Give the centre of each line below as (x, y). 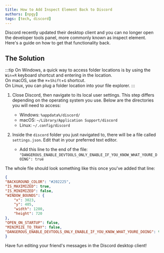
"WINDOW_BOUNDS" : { (25, 195)
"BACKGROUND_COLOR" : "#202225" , (38, 182)
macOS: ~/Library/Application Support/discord (69, 120)
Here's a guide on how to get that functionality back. (58, 43)
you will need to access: (36, 105)
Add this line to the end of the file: (53, 149)
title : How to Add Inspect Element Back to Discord (59, 10)
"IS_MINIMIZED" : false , (29, 191)
